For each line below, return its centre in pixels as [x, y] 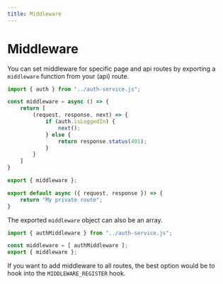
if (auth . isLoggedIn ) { [80, 122]
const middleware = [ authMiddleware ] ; [68, 246]
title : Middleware [34, 14]
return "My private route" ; [61, 200]
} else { [58, 135]
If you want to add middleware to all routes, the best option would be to [111, 266]
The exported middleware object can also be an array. [85, 220]
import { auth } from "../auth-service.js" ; [74, 89]
